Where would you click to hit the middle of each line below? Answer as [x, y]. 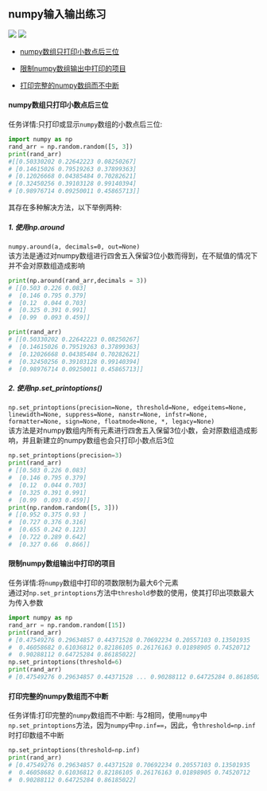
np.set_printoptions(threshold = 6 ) [66, 662]
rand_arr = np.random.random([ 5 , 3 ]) [71, 147]
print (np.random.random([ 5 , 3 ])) [64, 507]
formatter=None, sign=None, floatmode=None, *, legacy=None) [112, 422]
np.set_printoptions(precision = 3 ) [66, 456]
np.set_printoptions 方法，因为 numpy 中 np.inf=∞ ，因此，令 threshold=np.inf [132, 725]
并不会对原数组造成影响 [46, 265]
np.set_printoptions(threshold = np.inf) [74, 750]
